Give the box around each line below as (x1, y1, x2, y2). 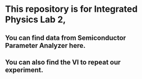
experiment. (5, 66, 43, 74)
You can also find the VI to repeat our (5, 58, 121, 66)
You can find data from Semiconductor (5, 34, 126, 42)
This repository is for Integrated (5, 3, 138, 15)
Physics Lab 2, (5, 14, 66, 25)
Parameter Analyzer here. (5, 41, 86, 50)
